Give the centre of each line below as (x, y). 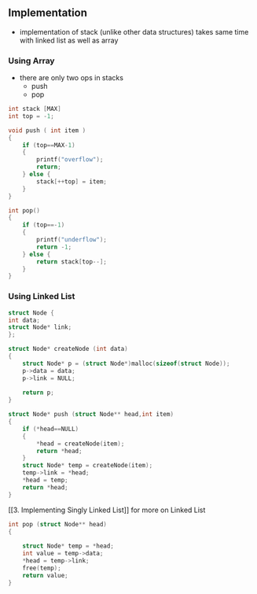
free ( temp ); (42, 568)
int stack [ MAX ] (35, 109)
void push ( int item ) (47, 130)
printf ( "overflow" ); (70, 160)
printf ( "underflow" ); (72, 240)
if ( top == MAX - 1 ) (49, 145)
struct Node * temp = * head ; (68, 546)
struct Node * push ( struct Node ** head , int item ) (91, 415)
